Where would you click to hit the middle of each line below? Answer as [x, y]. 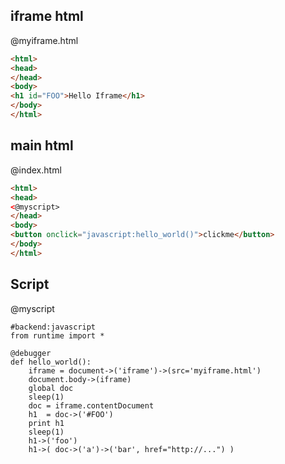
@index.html [36, 170]
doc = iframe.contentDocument [91, 405]
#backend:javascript [53, 327]
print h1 [46, 423]
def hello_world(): [51, 362]
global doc [51, 388]
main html [42, 145]
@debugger [31, 353]
